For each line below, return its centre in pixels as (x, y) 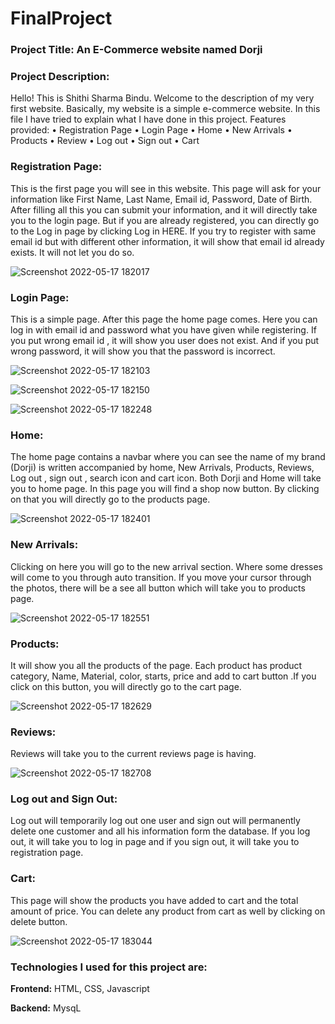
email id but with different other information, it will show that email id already (167, 241)
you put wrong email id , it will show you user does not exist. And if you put (165, 340)
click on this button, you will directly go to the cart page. (126, 686)
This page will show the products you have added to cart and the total (154, 900)
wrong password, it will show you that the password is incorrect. (143, 351)
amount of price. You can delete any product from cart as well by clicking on (168, 911)
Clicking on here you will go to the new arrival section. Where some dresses (166, 566)
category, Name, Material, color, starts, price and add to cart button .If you (163, 676)
